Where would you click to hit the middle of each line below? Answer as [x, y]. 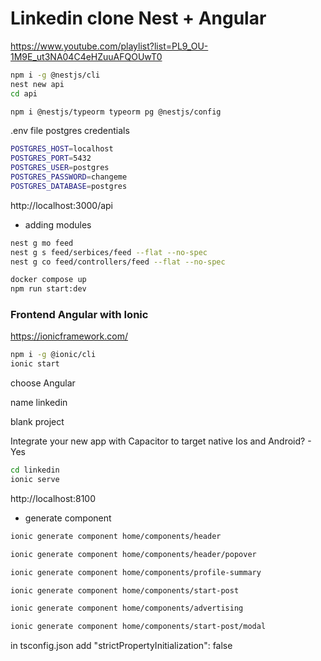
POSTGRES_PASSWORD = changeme [69, 177]
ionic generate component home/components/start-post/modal [138, 627]
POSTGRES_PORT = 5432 [51, 158]
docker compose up [48, 280]
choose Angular [43, 383]
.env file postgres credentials [70, 131]
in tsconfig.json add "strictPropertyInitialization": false [121, 646]
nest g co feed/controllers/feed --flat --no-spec [118, 262]
